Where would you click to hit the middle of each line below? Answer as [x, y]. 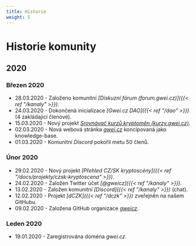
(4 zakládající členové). [43, 117]
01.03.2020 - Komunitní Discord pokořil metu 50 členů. [82, 142]
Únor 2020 [22, 158]
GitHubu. [26, 202]
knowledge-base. [36, 136]
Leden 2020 [24, 223]
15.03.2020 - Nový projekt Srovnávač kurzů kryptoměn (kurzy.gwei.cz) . [102, 123]
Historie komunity [51, 47]
